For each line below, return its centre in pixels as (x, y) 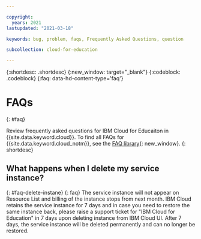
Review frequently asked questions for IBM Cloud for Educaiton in (88, 131)
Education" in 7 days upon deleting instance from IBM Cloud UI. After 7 (94, 218)
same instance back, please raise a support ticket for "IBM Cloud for (91, 211)
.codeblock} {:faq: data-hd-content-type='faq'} (65, 78)
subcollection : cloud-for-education (52, 50)
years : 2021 (27, 22)
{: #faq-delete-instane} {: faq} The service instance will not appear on (93, 192)
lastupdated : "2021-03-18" (40, 28)
